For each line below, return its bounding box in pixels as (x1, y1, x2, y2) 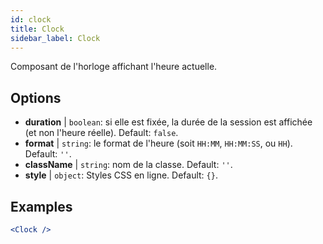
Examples (10, 198, 73, 215)
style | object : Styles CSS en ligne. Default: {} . (24, 169, 218, 181)
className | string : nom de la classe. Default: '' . (24, 159, 233, 171)
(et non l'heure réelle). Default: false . (24, 127, 179, 139)
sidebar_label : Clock (10, 33, 101, 43)
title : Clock (10, 24, 65, 34)
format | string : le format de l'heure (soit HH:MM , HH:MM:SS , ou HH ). (24, 137, 293, 150)
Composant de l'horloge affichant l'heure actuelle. (10, 61, 218, 73)
